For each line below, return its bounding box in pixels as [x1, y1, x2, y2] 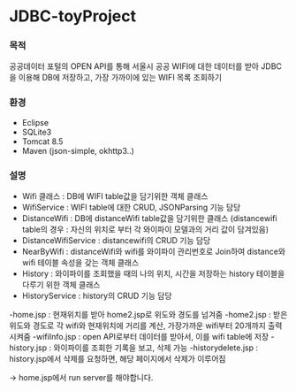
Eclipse [21, 117, 49, 127]
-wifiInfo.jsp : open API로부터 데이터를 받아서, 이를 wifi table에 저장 [32, 332, 269, 342]
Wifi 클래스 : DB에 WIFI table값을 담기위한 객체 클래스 [21, 191, 209, 202]
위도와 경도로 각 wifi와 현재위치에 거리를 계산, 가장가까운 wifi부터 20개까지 [9, 320, 267, 331]
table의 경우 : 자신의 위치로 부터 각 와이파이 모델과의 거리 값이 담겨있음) [21, 224, 269, 235]
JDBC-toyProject [9, 6, 137, 27]
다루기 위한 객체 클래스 [21, 280, 101, 290]
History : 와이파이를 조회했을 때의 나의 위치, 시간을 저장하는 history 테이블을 [21, 268, 285, 280]
